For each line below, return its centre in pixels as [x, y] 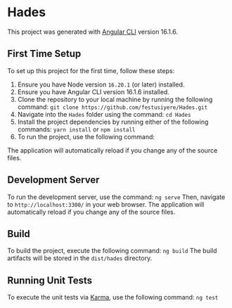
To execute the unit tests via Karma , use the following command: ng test [113, 297]
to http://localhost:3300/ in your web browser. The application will [106, 204]
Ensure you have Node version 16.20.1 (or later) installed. [101, 84]
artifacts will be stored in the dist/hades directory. [80, 258]
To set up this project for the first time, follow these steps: [91, 70]
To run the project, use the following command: [86, 136]
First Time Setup [44, 54]
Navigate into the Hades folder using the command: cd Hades [104, 114]
